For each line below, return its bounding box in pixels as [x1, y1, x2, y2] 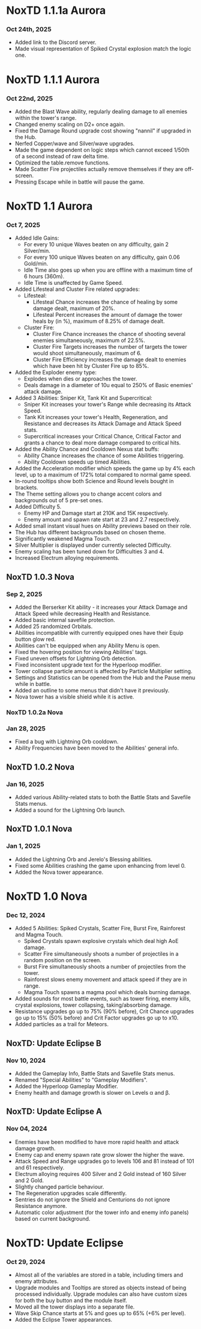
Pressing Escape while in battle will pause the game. [14, 178, 145, 185]
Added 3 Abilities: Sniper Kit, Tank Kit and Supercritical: [14, 394, 153, 402]
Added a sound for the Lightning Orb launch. [14, 806, 126, 814]
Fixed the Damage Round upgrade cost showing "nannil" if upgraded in [14, 127, 191, 134]
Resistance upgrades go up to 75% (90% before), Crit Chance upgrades [14, 1008, 194, 1015]
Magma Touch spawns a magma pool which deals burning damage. [23, 989, 191, 996]
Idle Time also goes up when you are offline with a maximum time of [23, 266, 193, 274]
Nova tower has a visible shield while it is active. [14, 693, 134, 700]
